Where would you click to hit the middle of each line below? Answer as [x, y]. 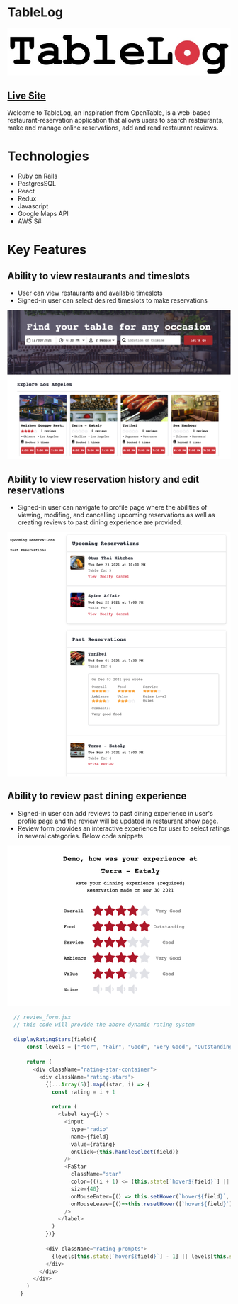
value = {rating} [93, 1144]
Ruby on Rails [38, 176]
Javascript [33, 206]
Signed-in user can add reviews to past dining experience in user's [115, 813]
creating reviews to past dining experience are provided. [100, 522]
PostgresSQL [37, 184]
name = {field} [90, 1137]
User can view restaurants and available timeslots [90, 293]
